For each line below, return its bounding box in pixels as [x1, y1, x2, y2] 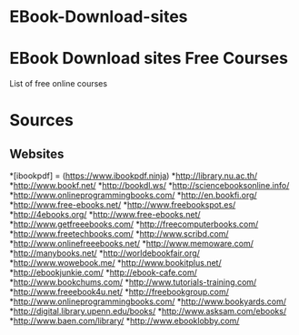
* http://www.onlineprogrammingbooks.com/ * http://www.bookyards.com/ [9, 296, 286, 307]
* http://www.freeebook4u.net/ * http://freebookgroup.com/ [9, 287, 230, 298]
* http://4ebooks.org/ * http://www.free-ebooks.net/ [9, 209, 202, 220]
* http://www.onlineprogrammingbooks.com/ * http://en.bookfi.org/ [9, 189, 257, 201]
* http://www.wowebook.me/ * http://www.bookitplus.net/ [9, 258, 222, 269]
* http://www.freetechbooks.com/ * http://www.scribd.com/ [9, 228, 229, 239]
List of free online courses [9, 78, 107, 89]
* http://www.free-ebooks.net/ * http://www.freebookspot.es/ [9, 199, 236, 210]
